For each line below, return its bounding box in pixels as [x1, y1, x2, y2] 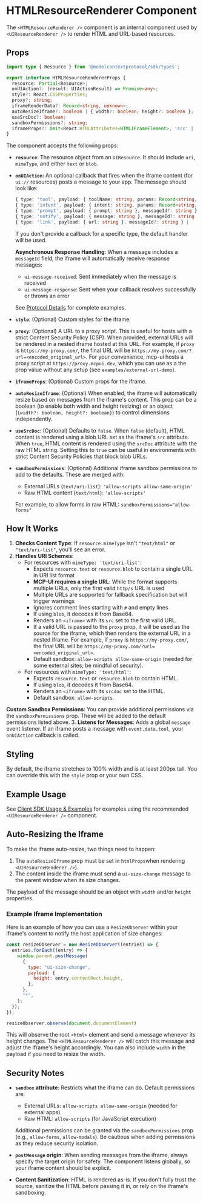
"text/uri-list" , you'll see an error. [15, 546, 106, 553]
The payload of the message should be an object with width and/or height [6, 888, 191, 895]
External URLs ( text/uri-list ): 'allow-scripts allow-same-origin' [24, 482, 193, 490]
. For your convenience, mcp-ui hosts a [85, 353, 184, 360]
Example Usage [6, 789, 67, 800]
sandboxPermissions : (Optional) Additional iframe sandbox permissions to [15, 464, 198, 471]
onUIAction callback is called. [6, 731, 80, 739]
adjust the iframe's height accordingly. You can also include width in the [6, 1044, 186, 1051]
